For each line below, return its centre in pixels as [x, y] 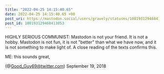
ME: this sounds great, [28, 57]
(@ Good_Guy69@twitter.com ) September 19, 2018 [56, 66]
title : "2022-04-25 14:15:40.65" [39, 9]
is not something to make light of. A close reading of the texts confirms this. [81, 47]
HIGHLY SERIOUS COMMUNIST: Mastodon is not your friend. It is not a [76, 37]
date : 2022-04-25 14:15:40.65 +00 [40, 14]
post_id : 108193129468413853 [35, 23]
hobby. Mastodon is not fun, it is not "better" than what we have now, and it [81, 42]
